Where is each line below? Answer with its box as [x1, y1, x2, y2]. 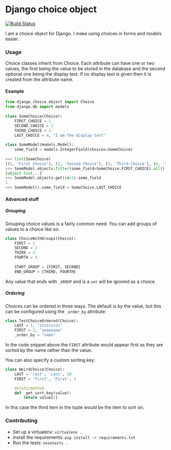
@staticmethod [14, 386, 44, 391]
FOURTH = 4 [14, 255, 38, 260]
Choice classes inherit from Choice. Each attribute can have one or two [5, 60, 155, 66]
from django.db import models [5, 104, 70, 109]
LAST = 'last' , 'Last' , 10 [14, 371, 72, 376]
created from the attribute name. [5, 77, 74, 83]
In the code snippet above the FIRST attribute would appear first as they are [5, 342, 163, 348]
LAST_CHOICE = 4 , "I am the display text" [14, 133, 106, 138]
